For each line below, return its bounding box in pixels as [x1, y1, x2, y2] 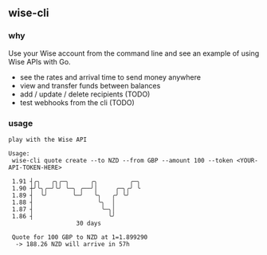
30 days [76, 219, 102, 227]
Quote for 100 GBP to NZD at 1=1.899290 [11, 233, 148, 241]
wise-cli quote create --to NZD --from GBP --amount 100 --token [11, 156, 234, 164]
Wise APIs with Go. [8, 57, 71, 66]
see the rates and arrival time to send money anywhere [19, 72, 202, 82]
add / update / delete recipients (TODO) [19, 89, 151, 99]
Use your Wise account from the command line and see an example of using [8, 48, 260, 58]
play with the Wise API [8, 135, 88, 143]
